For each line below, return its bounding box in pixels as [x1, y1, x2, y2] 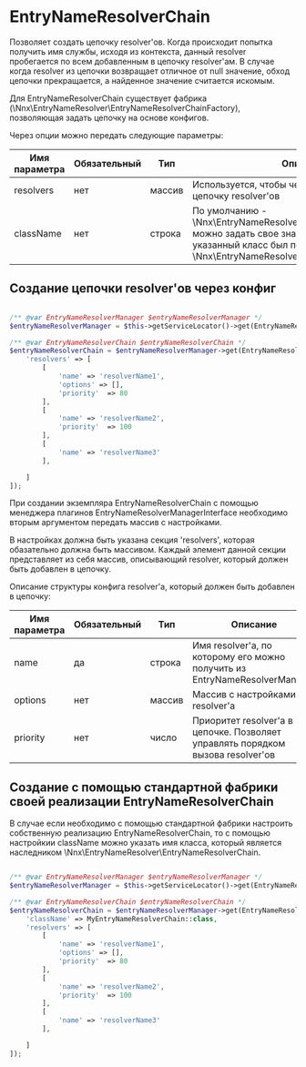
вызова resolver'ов [192, 748, 276, 761]
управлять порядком [192, 737, 286, 750]
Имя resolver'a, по [192, 639, 273, 652]
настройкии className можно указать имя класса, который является [9, 838, 282, 849]
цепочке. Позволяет [192, 726, 282, 738]
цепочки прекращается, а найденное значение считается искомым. [9, 75, 275, 86]
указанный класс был [192, 239, 289, 251]
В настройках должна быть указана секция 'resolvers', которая [9, 534, 255, 545]
